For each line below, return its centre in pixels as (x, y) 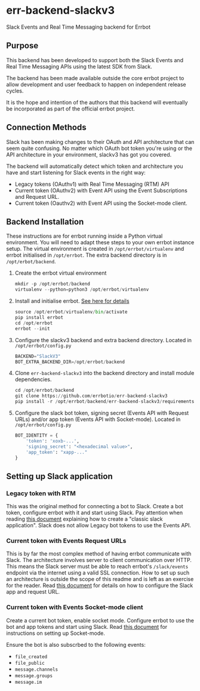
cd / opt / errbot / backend (44, 391)
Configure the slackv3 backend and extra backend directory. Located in (103, 340)
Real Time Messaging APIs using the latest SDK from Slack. (79, 66)
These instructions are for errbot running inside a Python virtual (84, 236)
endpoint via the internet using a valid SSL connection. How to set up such (98, 573)
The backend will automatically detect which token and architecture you (95, 166)
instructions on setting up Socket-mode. (56, 633)
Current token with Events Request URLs (66, 540)
